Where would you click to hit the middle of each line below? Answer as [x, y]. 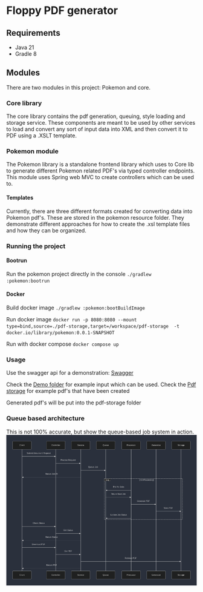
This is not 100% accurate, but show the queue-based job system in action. [100, 432]
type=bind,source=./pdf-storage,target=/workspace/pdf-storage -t [93, 326]
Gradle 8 [26, 54]
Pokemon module [33, 151]
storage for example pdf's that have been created [68, 391]
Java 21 [24, 47]
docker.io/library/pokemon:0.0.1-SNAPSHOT [60, 333]
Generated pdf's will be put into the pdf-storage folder [74, 403]
